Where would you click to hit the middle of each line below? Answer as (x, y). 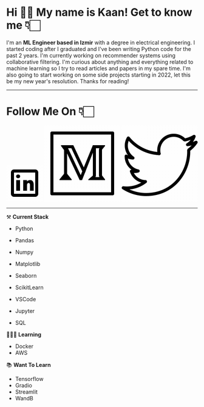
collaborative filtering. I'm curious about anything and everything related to (100, 62)
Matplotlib (28, 264)
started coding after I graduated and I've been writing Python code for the (99, 49)
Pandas (25, 240)
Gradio (23, 385)
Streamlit (26, 392)
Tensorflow (29, 378)
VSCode (25, 299)
